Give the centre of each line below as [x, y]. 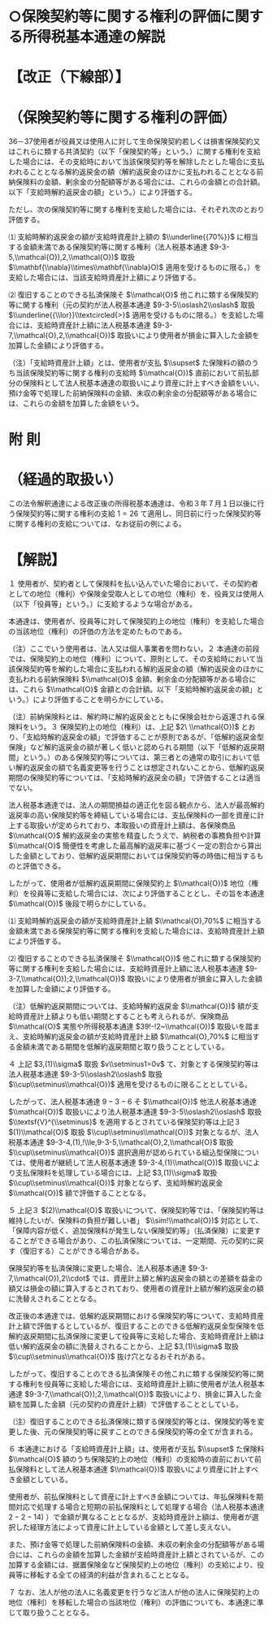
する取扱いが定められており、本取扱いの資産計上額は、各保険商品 [125, 825]
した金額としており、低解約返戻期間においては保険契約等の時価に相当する [132, 856]
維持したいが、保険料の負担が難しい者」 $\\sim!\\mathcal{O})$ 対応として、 [136, 1220]
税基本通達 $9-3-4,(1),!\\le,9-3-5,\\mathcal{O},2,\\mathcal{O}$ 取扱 [121, 1142]
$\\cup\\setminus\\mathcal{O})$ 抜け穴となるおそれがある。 [109, 1357]
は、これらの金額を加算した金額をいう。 [76, 404]
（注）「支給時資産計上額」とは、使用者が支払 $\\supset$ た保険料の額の [130, 363]
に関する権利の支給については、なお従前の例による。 [97, 524]
